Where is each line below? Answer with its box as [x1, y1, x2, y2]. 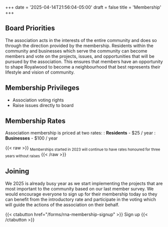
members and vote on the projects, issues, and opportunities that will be [5, 53, 154, 59]
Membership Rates [5, 117, 66, 125]
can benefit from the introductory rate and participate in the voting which [5, 196, 156, 202]
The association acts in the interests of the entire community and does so [5, 37, 157, 43]
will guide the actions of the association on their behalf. [5, 201, 119, 207]
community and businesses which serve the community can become [5, 47, 147, 54]
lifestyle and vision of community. [5, 69, 75, 75]
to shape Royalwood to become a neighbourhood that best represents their [5, 63, 160, 69]
